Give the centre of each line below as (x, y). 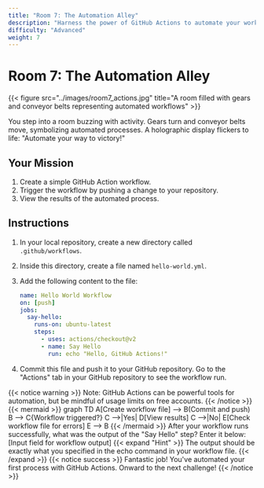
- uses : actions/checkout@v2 (88, 339)
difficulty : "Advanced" (47, 30)
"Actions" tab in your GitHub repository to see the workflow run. (123, 377)
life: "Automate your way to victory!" (67, 138)
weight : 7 (24, 37)
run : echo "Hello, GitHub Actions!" (108, 354)
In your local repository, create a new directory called (106, 242)
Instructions (38, 224)
